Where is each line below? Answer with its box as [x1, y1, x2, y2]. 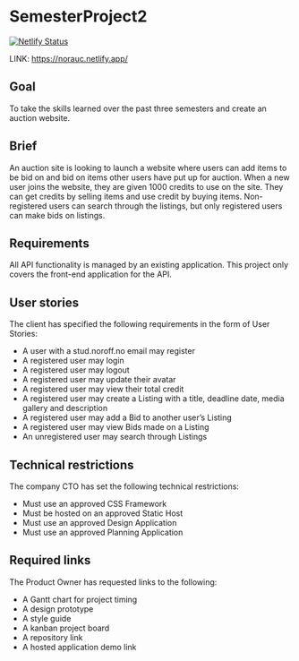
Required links [9, 553, 91, 568]
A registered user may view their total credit [21, 383, 184, 395]
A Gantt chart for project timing [21, 594, 138, 605]
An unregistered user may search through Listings [21, 432, 208, 442]
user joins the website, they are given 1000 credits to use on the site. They [9, 181, 284, 192]
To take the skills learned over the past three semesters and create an [9, 103, 267, 114]
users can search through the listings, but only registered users [48, 200, 283, 211]
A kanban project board [21, 622, 110, 633]
